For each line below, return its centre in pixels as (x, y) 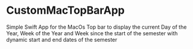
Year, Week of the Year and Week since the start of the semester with (92, 33)
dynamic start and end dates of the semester (62, 39)
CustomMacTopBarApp (65, 10)
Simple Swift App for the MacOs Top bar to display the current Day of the (96, 27)
